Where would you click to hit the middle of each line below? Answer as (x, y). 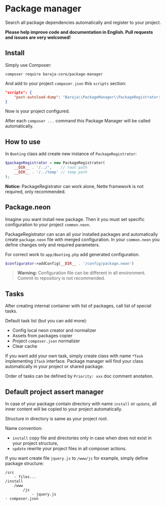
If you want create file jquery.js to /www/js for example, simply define (77, 458)
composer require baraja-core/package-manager (54, 74)
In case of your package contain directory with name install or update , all (81, 404)
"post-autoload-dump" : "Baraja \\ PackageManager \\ (66, 97)
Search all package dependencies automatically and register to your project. (83, 22)
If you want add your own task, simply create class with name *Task (74, 356)
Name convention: (24, 428)
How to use (23, 142)
